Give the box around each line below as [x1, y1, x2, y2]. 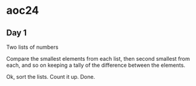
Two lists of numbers [6, 43, 59, 51]
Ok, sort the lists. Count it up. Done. [6, 73, 96, 80]
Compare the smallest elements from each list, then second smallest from [6, 55, 191, 62]
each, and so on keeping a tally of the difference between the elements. [6, 61, 186, 69]
